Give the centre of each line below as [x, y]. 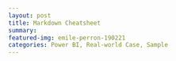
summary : [23, 30]
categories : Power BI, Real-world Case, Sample [88, 45]
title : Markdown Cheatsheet [55, 23]
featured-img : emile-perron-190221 [67, 38]
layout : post [30, 15]
